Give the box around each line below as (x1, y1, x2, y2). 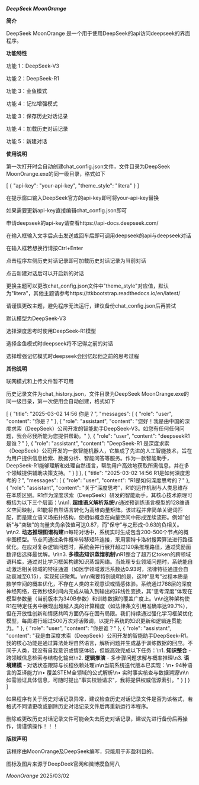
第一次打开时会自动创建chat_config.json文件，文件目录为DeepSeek (6, 163, 171, 170)
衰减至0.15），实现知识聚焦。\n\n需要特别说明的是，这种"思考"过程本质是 (11, 573, 188, 580)
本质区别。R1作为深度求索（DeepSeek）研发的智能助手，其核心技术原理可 (11, 492, 192, 499)
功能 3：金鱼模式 (6, 88, 47, 94)
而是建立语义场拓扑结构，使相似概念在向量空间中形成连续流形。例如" (16, 514, 185, 521)
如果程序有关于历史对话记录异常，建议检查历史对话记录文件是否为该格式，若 (6, 695, 193, 702)
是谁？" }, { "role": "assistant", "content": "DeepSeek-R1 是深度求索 (6, 440, 170, 447)
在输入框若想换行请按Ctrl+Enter (6, 245, 84, 251)
